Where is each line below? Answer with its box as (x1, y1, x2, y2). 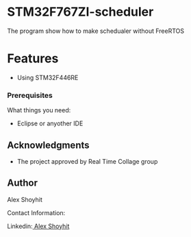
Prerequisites (7, 90, 53, 100)
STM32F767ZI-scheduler (7, 4, 154, 20)
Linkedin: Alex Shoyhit (7, 222, 70, 230)
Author (7, 177, 38, 189)
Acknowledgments (7, 139, 90, 151)
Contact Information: (7, 208, 66, 216)
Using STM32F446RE (16, 73, 79, 82)
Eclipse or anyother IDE (16, 119, 84, 127)
